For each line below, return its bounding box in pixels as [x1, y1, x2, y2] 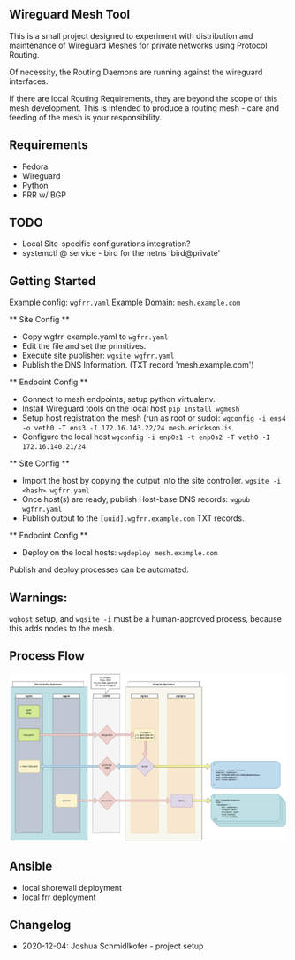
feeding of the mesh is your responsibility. [9, 112, 163, 122]
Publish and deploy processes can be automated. [9, 564, 190, 575]
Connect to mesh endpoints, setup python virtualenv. [21, 394, 216, 405]
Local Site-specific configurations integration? [21, 238, 191, 249]
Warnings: [9, 590, 68, 605]
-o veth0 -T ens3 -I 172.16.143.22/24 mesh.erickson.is [21, 424, 232, 433]
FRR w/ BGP [21, 190, 67, 200]
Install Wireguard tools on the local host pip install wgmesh [21, 403, 240, 414]
